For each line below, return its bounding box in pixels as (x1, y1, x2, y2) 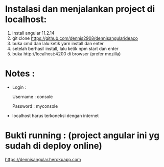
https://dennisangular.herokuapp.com (5, 156, 81, 162)
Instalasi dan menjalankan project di (5, 3, 155, 15)
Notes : (5, 68, 35, 79)
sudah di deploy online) (5, 141, 102, 151)
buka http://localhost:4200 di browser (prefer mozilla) (12, 50, 121, 57)
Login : (12, 84, 26, 90)
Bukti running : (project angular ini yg (5, 130, 160, 141)
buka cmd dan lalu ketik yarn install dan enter (12, 40, 104, 46)
